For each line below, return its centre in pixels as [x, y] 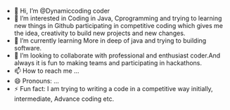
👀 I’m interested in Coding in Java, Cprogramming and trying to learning [118, 18]
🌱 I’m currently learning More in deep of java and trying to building [110, 41]
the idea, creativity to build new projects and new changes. [100, 33]
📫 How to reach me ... [46, 71]
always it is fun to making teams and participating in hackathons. [108, 63]
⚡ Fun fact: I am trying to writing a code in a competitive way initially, [113, 89]
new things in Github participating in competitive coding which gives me [119, 26]
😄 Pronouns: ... [37, 81]
